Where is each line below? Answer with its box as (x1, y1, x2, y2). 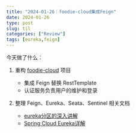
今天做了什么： (6, 54, 43, 61)
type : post (6, 20, 34, 26)
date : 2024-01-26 (6, 14, 50, 20)
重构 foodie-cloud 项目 (14, 66, 71, 74)
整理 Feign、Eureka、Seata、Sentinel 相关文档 (14, 99, 131, 107)
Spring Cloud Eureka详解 (23, 120, 86, 126)
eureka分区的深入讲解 (23, 112, 78, 119)
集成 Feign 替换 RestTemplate (23, 79, 97, 86)
